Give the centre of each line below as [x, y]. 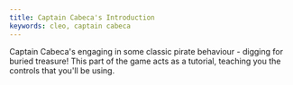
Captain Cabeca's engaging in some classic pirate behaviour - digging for [146, 51]
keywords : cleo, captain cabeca [70, 26]
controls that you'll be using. [62, 70]
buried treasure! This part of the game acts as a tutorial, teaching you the [145, 61]
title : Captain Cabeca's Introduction [82, 17]
